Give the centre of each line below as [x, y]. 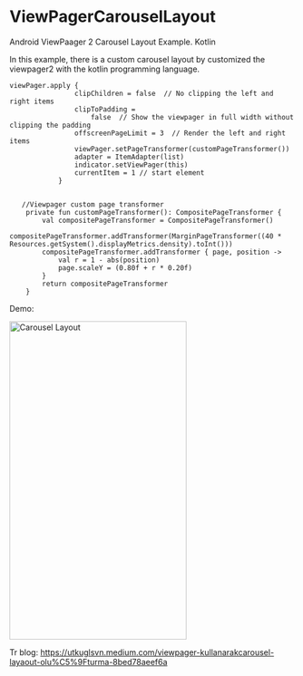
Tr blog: [24, 652]
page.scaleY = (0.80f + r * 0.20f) [125, 268]
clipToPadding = [105, 109]
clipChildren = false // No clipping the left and [174, 93]
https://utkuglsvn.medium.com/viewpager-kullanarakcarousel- [157, 652]
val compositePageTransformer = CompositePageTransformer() [158, 220]
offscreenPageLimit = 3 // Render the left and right [180, 133]
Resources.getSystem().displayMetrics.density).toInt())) [121, 244]
